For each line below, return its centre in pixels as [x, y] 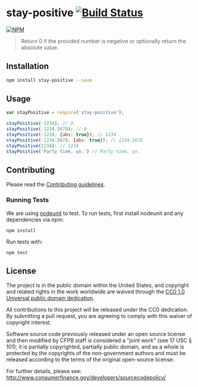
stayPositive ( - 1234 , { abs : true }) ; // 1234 [61, 135]
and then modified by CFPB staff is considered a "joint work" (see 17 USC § [99, 340]
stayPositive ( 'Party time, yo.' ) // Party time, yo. [73, 151]
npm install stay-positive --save [49, 80]
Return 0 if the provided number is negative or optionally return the [103, 41]
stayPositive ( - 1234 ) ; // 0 [40, 124]
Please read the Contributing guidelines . [56, 184]
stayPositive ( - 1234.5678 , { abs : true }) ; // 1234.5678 [75, 140]
